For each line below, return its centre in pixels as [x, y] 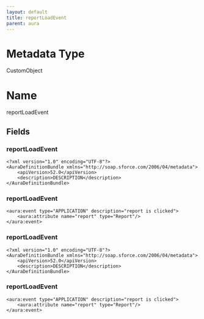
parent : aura [23, 23]
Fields [18, 131]
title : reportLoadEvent [37, 18]
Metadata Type [46, 54]
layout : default [27, 12]
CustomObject [24, 70]
